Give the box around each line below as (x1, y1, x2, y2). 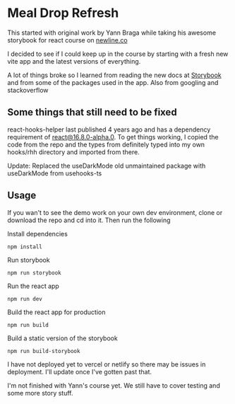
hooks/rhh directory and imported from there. (7, 147, 140, 156)
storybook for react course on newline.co (7, 35, 128, 44)
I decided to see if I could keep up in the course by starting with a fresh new (7, 50, 229, 58)
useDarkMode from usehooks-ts (7, 168, 102, 178)
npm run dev (7, 295, 42, 302)
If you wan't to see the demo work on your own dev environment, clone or (7, 208, 223, 217)
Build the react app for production (7, 308, 106, 316)
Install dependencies (7, 229, 68, 238)
